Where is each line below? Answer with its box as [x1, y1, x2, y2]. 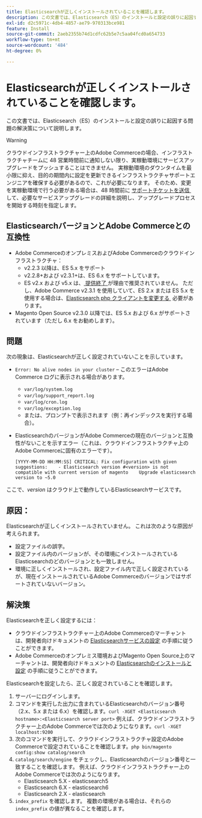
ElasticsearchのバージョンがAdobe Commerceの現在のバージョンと [14, 432, 183, 439]
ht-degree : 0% [6, 48, 42, 54]
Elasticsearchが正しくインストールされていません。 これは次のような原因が [6, 522, 194, 530]
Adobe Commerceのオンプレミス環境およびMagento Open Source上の [14, 652, 190, 659]
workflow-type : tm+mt [6, 37, 61, 43]
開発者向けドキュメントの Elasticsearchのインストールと [52, 659, 192, 667]
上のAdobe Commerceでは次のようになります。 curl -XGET [35, 722, 182, 730]
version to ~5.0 [14, 475, 56, 481]
